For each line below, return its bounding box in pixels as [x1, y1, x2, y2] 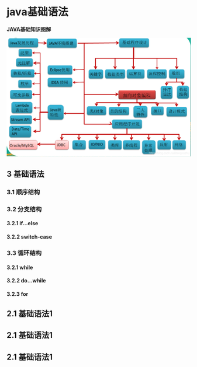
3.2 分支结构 [6, 205, 42, 213]
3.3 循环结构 [6, 249, 42, 257]
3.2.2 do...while [6, 277, 46, 284]
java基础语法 [6, 5, 69, 19]
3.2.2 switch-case [6, 233, 52, 240]
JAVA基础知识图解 [6, 26, 51, 33]
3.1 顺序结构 [6, 188, 40, 196]
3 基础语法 [6, 169, 44, 179]
